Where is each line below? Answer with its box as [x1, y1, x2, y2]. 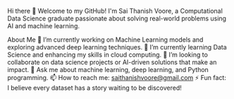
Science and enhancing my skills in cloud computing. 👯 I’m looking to [7, 50, 208, 59]
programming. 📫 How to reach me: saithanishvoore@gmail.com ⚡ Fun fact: [7, 74, 227, 81]
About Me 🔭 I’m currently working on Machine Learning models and [7, 35, 204, 44]
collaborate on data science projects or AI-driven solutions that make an [7, 58, 217, 66]
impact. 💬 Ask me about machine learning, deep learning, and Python [7, 66, 209, 74]
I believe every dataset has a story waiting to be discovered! [7, 83, 182, 92]
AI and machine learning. [7, 22, 80, 30]
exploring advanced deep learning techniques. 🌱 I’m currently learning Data [7, 43, 227, 51]
